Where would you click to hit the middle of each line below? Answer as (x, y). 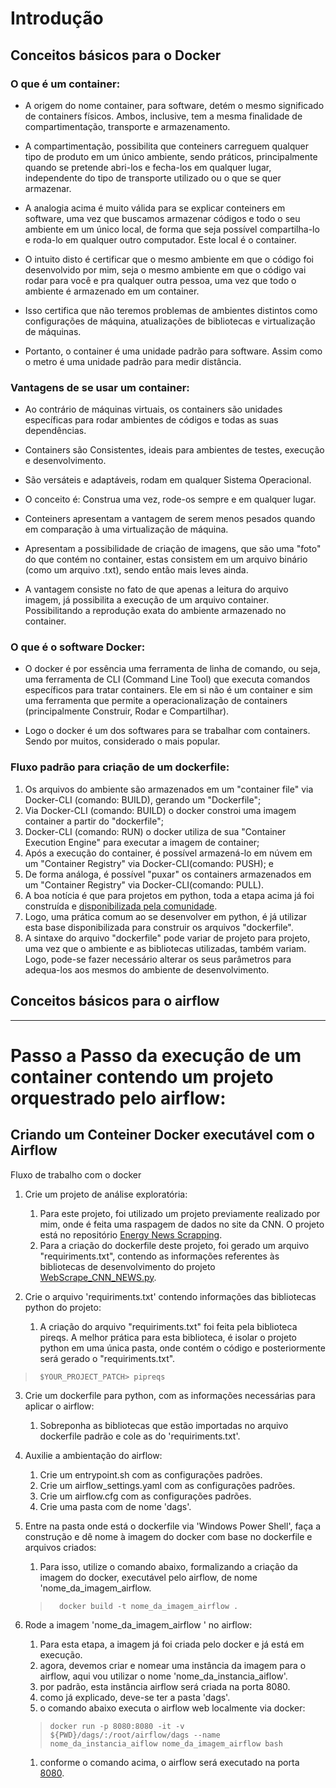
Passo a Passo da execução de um (156, 1055)
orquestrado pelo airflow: (118, 1098)
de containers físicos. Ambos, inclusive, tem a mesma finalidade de (163, 116)
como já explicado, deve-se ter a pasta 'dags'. (135, 1697)
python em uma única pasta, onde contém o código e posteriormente (182, 1348)
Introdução (57, 18)
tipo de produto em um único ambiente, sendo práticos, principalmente (171, 156)
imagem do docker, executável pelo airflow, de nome (148, 1577)
